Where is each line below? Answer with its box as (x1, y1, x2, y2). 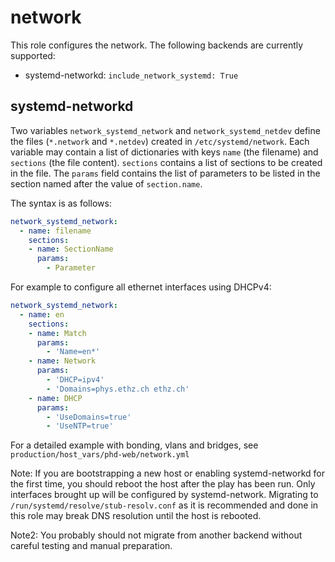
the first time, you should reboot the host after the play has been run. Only (10, 478, 316, 490)
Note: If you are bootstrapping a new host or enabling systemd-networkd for (10, 467, 325, 480)
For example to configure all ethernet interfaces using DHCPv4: (10, 281, 272, 293)
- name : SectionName (28, 244, 114, 255)
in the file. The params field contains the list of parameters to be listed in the (10, 167, 321, 179)
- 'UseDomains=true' (46, 412, 132, 422)
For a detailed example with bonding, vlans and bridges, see (10, 439, 259, 451)
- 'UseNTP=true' (46, 421, 114, 431)
